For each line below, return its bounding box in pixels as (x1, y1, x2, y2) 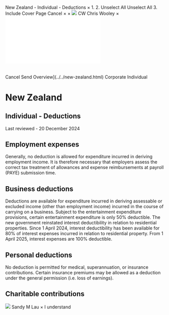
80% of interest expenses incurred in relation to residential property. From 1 (5, 231, 163, 237)
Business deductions (5, 184, 74, 193)
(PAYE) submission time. (5, 170, 56, 176)
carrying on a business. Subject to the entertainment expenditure (5, 209, 142, 215)
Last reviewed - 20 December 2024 (5, 125, 80, 131)
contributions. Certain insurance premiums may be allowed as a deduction (5, 270, 161, 276)
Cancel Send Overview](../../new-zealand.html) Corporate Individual (5, 74, 148, 80)
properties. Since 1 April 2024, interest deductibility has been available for (5, 225, 160, 231)
